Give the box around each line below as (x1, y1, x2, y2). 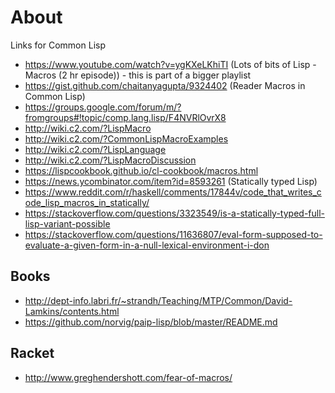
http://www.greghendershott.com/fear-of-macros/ (24, 371, 233, 383)
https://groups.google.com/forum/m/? (24, 101, 182, 113)
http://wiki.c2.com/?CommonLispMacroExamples (24, 132, 229, 145)
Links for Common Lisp (10, 39, 106, 51)
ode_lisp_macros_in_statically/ (24, 196, 150, 208)
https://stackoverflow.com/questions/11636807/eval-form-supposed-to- (24, 228, 323, 240)
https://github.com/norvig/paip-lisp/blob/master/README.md (24, 316, 278, 328)
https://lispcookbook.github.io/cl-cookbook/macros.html (24, 164, 259, 176)
